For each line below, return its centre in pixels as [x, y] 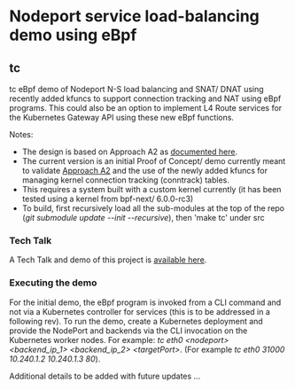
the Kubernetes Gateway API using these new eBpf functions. [122, 117]
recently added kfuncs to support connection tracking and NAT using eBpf [145, 98]
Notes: [21, 134]
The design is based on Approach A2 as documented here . [129, 152]
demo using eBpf [73, 35]
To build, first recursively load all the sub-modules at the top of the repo [153, 208]
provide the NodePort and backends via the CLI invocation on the [128, 331]
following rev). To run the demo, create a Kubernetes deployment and [136, 321]
